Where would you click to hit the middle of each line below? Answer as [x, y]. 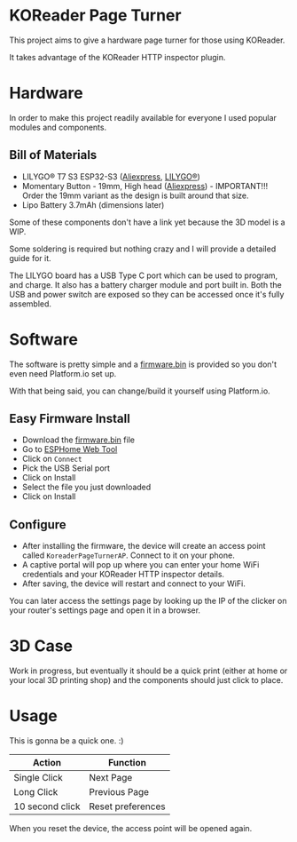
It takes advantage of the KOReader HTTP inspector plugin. [117, 57]
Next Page [110, 778]
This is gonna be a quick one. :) [66, 741]
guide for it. [30, 258]
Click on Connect [52, 459]
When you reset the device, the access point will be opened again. [131, 829]
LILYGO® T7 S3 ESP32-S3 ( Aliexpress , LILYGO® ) [111, 176]
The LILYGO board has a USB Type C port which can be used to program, [144, 275]
